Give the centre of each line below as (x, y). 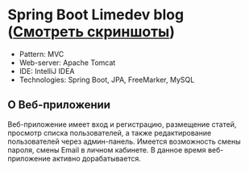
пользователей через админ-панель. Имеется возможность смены (124, 141)
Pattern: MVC (41, 54)
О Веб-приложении (59, 105)
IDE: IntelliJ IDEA (47, 71)
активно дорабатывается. (97, 158)
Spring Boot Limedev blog (96, 15)
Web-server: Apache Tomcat (67, 63)
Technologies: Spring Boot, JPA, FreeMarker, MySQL (107, 79)
